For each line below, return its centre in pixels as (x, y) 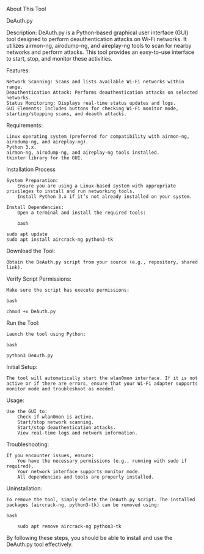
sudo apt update (27, 234)
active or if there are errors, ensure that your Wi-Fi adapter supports (102, 384)
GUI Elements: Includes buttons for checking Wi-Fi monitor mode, (93, 108)
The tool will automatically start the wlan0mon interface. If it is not (102, 378)
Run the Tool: (23, 323)
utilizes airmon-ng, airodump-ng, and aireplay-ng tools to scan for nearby (99, 46)
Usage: (15, 400)
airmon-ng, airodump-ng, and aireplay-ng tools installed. (83, 153)
